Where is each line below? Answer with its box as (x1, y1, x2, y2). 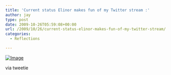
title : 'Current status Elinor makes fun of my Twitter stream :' (5, 7, 150, 13)
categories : (5, 31, 31, 36)
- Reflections (10, 36, 40, 42)
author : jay (5, 12, 31, 17)
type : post (5, 17, 29, 22)
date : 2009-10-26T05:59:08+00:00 (5, 22, 77, 27)
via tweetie (5, 65, 29, 71)
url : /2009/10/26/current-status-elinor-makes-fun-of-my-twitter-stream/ (5, 27, 166, 32)
